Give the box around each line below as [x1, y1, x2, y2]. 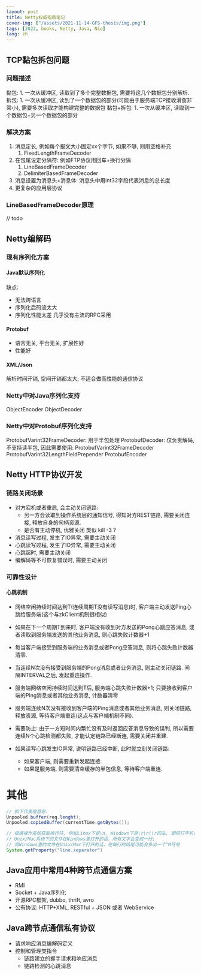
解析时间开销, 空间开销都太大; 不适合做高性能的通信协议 [6, 375, 144, 383]
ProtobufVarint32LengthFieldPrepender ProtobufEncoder [6, 450, 147, 458]
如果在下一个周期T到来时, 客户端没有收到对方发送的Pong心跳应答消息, [14, 623, 188, 630]
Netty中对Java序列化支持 [6, 392, 80, 400]
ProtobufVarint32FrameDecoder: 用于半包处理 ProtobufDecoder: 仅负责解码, [6, 436, 194, 444]
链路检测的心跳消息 [23, 962, 72, 970]
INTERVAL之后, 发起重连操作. [20, 671, 92, 678]
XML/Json [6, 361, 33, 368]
